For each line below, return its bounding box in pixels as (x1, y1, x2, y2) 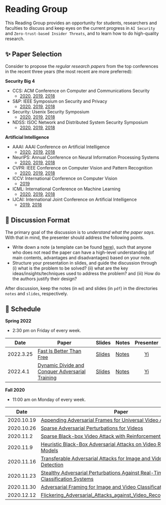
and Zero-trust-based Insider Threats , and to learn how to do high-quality (5, 30, 159, 36)
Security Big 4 (5, 78, 35, 84)
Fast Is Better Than (38, 348, 82, 355)
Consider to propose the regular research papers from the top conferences (5, 63, 159, 69)
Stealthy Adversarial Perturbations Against (41, 469, 140, 476)
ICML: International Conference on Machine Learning (12, 186, 121, 192)
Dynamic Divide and (38, 362, 84, 369)
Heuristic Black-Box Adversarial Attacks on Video (41, 441, 157, 448)
